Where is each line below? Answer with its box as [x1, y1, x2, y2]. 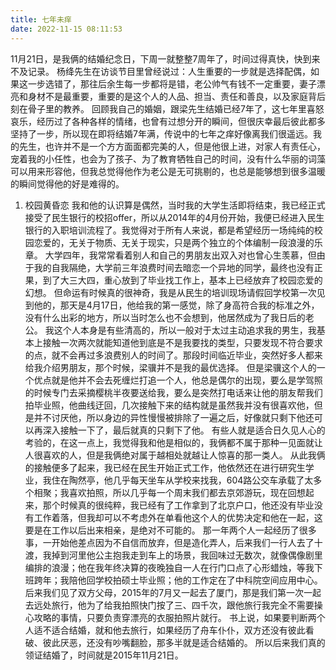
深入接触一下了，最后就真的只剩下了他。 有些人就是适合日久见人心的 [42, 424, 326, 436]
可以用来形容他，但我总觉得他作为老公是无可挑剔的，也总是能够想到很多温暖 [10, 165, 326, 177]
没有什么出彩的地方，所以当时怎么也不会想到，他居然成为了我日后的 [24, 311, 306, 323]
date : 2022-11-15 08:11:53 [10, 24, 123, 34]
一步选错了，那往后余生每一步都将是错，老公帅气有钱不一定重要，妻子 [27, 77, 317, 90]
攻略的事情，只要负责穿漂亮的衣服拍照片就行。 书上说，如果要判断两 [33, 611, 317, 623]
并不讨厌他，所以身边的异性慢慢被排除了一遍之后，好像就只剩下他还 [33, 411, 315, 423]
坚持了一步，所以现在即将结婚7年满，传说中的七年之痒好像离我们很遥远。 [10, 127, 313, 140]
